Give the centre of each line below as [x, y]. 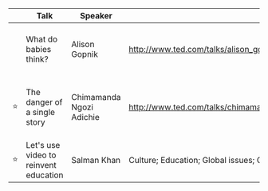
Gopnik [85, 54]
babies [39, 49]
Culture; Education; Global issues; [192, 160]
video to [41, 155]
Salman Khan [96, 160]
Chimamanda [96, 97]
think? [37, 59]
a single [41, 112]
